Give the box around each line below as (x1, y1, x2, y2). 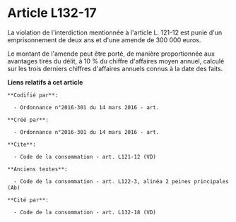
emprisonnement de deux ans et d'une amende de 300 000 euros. (7, 35, 201, 44)
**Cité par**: (7, 196, 49, 204)
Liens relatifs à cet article (7, 78, 83, 86)
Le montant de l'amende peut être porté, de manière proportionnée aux (7, 49, 216, 58)
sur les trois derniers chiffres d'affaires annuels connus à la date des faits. (7, 64, 223, 73)
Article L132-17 (7, 5, 97, 21)
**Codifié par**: (7, 92, 59, 99)
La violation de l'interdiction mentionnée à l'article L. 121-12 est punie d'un (7, 28, 223, 37)
